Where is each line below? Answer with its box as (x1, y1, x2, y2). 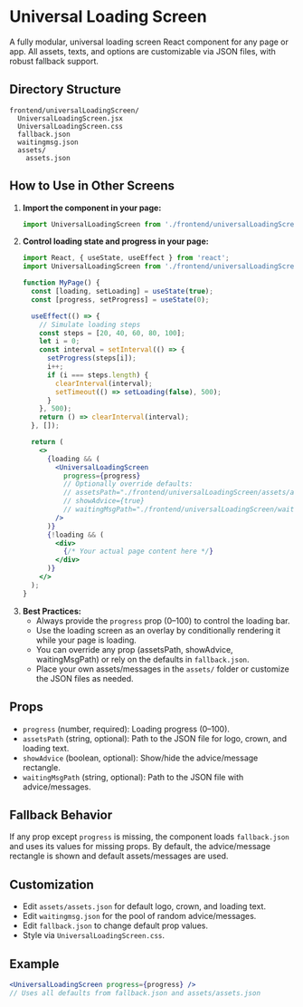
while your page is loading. (35, 634, 137, 645)
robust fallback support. (9, 55, 99, 66)
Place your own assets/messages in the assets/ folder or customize (35, 663, 289, 674)
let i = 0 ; (39, 337, 80, 346)
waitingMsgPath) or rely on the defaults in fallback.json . (35, 654, 251, 664)
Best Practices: (22, 605, 81, 616)
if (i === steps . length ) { (46, 370, 149, 380)
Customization (9, 876, 95, 892)
